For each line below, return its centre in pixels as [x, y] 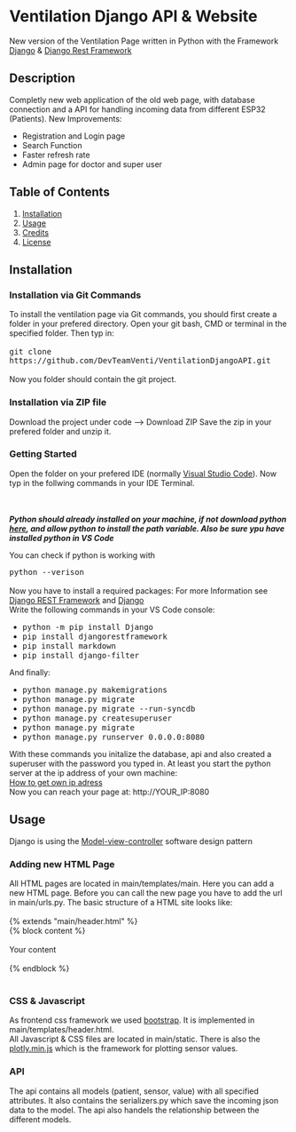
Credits [35, 232]
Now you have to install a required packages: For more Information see [139, 590]
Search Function [52, 145]
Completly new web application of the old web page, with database [132, 100]
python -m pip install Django [87, 627]
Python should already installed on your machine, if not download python [148, 519]
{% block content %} [47, 930]
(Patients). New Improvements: [66, 118]
